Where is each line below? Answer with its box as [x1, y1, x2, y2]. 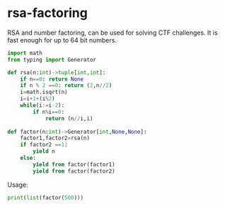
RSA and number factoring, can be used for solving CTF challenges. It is [7, 28, 218, 37]
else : [20, 154, 37, 162]
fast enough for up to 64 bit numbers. [7, 35, 117, 44]
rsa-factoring [7, 5, 88, 21]
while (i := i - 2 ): [20, 102, 65, 109]
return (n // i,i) [45, 115, 93, 122]
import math [7, 50, 42, 57]
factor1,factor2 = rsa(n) [20, 134, 91, 142]
